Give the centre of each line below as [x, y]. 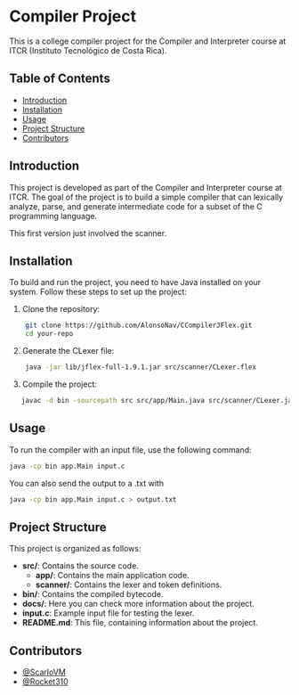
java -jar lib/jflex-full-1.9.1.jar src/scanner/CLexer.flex [141, 367]
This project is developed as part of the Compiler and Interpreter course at [146, 187]
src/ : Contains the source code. [81, 566]
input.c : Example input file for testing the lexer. [108, 613]
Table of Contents [60, 79]
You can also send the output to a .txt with [87, 483]
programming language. [53, 216]
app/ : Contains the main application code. [112, 576]
